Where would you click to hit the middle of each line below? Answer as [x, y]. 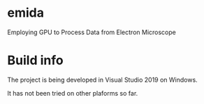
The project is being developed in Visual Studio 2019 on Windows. [102, 80]
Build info [36, 60]
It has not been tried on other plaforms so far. [73, 93]
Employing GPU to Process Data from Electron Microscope [92, 32]
